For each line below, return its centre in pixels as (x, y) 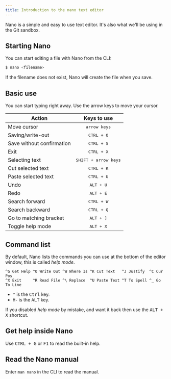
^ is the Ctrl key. (31, 294)
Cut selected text (28, 168)
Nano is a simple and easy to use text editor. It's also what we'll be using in (84, 24)
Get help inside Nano (39, 331)
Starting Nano (28, 46)
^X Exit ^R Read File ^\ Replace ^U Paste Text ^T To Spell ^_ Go (83, 280)
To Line (14, 285)
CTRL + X (99, 152)
